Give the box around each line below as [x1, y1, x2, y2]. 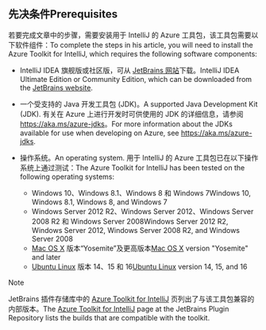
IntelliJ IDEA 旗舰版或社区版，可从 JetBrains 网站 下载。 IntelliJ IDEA [19, 65, 240, 75]
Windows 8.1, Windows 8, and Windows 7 [31, 197, 168, 207]
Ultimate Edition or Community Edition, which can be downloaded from [19, 74, 253, 83]
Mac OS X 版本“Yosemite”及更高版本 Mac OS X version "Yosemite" [31, 243, 249, 253]
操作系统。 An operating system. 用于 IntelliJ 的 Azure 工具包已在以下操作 [19, 153, 259, 162]
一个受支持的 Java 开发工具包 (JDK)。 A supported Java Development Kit [19, 99, 258, 109]
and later [31, 252, 61, 262]
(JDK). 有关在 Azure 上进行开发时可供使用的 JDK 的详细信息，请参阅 [19, 109, 244, 118]
